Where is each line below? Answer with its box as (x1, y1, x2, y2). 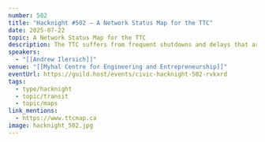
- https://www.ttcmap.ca (15, 114, 97, 122)
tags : (8, 77, 26, 85)
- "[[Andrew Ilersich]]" (15, 56, 97, 64)
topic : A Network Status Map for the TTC (8, 33, 147, 42)
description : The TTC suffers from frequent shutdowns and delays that (8, 41, 248, 49)
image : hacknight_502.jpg (8, 121, 93, 129)
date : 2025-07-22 (8, 26, 65, 34)
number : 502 (8, 11, 47, 20)
